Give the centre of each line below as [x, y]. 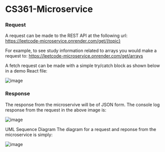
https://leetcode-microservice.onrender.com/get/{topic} [63, 41]
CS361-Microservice [49, 9]
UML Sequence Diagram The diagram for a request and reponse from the [81, 129]
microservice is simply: [29, 134]
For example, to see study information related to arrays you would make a [81, 50]
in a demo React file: [26, 71]
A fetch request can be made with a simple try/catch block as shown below [82, 65]
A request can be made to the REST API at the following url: [66, 35]
